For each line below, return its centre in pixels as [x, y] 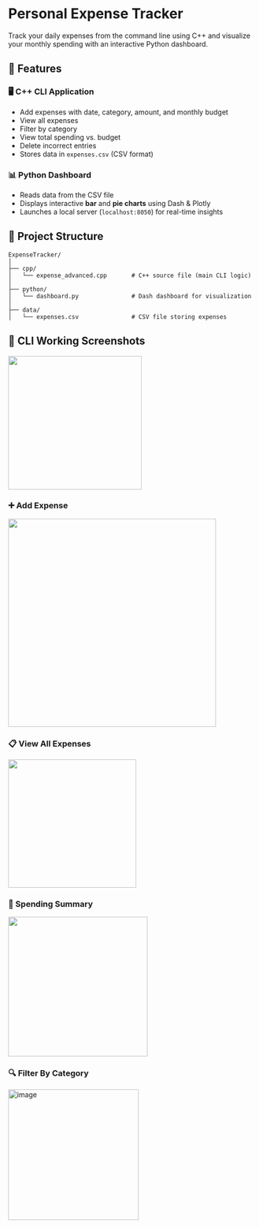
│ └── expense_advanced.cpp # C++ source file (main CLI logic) [130, 275]
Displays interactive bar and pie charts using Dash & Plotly [115, 203]
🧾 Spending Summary [50, 904]
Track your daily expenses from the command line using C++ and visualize [129, 36]
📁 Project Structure [56, 236]
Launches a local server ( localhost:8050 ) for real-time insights [121, 212]
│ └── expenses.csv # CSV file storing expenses [117, 316]
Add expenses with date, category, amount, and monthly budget [124, 112]
